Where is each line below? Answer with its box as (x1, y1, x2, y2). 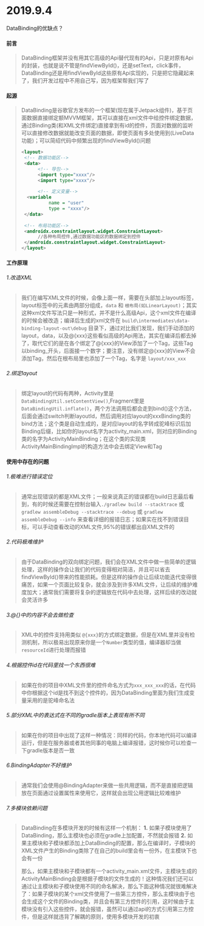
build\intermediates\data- (122, 318, 191, 324)
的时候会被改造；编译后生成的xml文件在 (21, 316, 121, 324)
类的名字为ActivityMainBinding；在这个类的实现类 (21, 435, 146, 443)
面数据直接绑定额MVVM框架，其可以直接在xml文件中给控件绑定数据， (21, 114, 196, 121)
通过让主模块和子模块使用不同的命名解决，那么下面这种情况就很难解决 (21, 883, 197, 890)
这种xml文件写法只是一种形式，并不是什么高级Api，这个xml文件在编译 (21, 309, 197, 316)
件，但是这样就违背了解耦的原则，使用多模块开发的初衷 (21, 913, 160, 921)
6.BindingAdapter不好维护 (6, 761, 72, 769)
